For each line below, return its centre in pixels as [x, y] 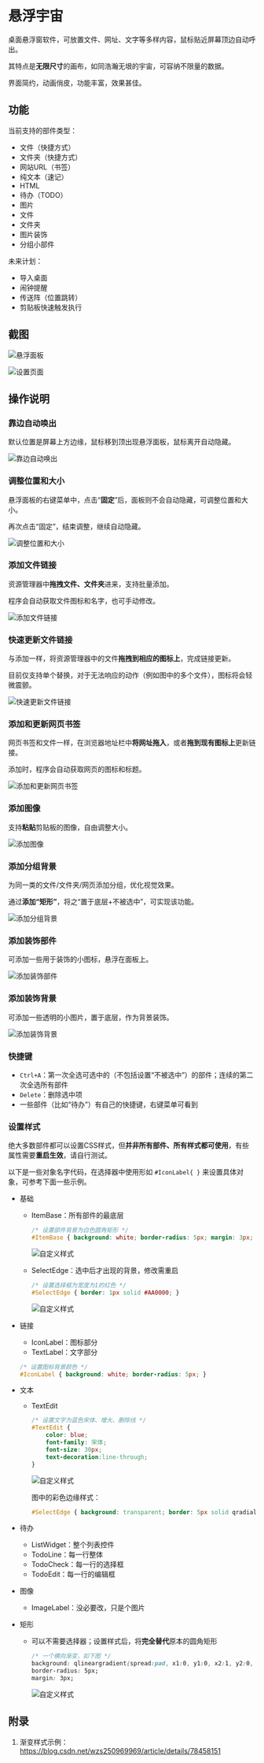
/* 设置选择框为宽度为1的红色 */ [79, 1285]
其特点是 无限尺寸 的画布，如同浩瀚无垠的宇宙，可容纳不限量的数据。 [118, 66]
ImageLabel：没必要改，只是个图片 [88, 1608]
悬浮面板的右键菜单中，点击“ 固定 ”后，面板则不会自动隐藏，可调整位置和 [125, 499]
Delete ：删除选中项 [51, 1094]
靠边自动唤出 [33, 423]
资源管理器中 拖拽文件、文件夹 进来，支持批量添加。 [91, 584]
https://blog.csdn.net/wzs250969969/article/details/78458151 [120, 1750]
